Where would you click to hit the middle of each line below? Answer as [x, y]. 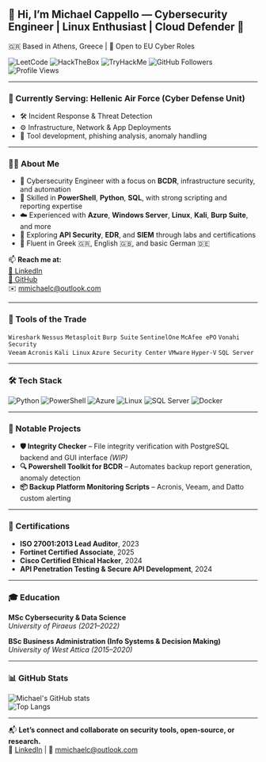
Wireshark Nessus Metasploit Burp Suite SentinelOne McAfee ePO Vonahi [124, 337]
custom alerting [45, 498]
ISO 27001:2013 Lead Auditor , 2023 [80, 543]
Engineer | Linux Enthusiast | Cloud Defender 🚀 [126, 27]
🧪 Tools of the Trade [47, 319]
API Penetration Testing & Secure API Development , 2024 [116, 569]
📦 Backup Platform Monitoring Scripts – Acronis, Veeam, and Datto [131, 487]
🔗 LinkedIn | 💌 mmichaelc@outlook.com [73, 750]
